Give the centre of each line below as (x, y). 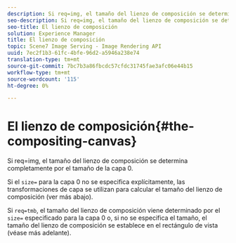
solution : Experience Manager (52, 33)
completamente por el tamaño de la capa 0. (70, 169)
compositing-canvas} (72, 142)
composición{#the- (136, 126)
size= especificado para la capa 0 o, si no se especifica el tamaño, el (107, 218)
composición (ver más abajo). (50, 197)
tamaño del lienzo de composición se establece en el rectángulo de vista (113, 225)
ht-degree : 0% (28, 86)
